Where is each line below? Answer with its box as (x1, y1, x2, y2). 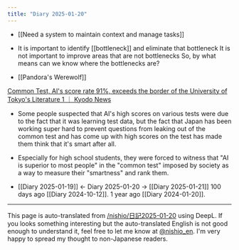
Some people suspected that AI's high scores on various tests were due (17, 109, 229, 118)
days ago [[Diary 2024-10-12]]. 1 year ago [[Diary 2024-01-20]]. (17, 189, 206, 198)
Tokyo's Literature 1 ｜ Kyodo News (7, 95, 112, 103)
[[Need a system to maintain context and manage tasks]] (17, 30, 185, 38)
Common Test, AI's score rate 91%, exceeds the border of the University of (7, 86, 228, 95)
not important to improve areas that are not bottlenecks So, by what (17, 51, 216, 60)
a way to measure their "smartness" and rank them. (17, 168, 169, 177)
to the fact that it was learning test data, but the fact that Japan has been (17, 117, 232, 125)
